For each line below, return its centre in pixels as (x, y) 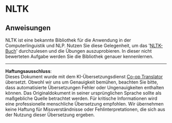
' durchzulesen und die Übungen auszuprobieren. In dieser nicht (84, 51)
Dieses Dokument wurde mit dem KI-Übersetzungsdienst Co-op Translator (84, 77)
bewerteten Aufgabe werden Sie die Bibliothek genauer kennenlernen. (79, 56)
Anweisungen (28, 28)
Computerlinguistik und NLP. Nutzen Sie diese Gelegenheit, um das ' (78, 46)
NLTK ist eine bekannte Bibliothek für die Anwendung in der (68, 40)
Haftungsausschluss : (29, 71)
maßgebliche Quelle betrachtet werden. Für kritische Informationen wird (81, 98)
